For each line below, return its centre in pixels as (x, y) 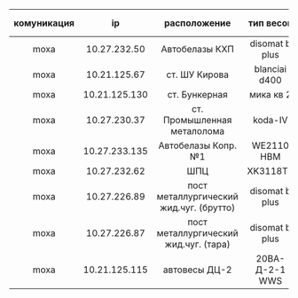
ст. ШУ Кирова (197, 74)
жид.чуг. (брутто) (197, 208)
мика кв (266, 94)
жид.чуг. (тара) (197, 244)
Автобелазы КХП (198, 49)
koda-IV (270, 120)
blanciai (270, 69)
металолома (197, 131)
